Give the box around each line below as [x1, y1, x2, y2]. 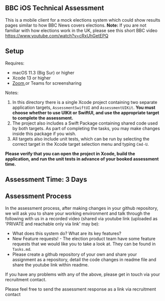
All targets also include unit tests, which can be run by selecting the [12, 135, 150, 142]
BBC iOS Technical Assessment [5, 4, 104, 12]
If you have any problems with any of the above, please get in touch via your [5, 271, 160, 277]
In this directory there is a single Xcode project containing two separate [12, 99, 158, 105]
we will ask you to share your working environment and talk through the [5, 210, 150, 216]
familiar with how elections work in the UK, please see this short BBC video [5, 27, 158, 33]
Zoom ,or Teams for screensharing [12, 80, 82, 86]
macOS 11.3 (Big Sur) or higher [12, 69, 75, 75]
